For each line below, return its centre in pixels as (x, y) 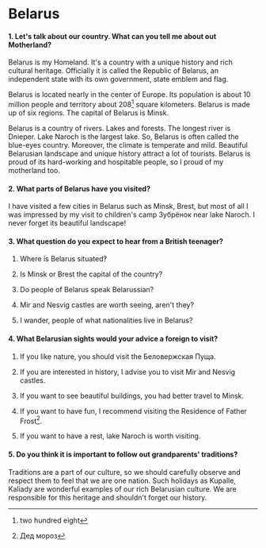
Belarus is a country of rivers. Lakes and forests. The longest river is (120, 129)
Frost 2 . (31, 420)
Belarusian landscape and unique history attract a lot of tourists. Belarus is (129, 154)
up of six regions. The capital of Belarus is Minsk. (89, 113)
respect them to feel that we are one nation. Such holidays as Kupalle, (122, 480)
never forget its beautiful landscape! (67, 223)
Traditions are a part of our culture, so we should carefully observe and (124, 472)
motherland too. (34, 171)
